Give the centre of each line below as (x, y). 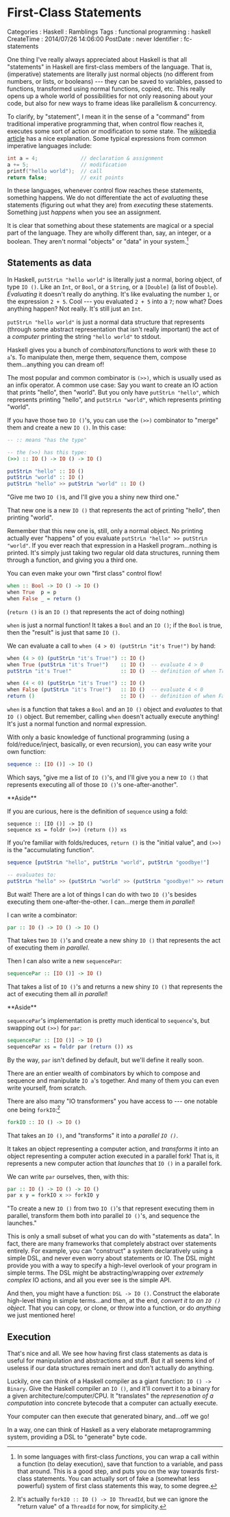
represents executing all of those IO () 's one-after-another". (92, 784)
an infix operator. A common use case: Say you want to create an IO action (112, 385)
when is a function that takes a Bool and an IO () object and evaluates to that (115, 709)
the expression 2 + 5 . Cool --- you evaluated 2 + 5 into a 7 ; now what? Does (115, 301)
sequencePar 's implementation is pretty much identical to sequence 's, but (108, 1021)
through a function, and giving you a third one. (73, 560)
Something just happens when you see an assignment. (85, 212)
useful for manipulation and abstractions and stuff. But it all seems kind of (111, 1361)
